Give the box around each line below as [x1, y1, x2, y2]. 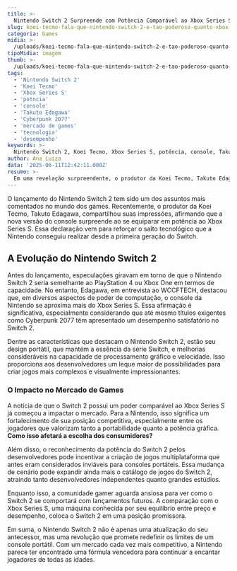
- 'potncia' [13, 96, 49, 103]
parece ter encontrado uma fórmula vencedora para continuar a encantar [7, 548, 221, 556]
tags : [7, 69, 23, 76]
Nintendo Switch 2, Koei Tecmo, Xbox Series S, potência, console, [13, 149, 217, 156]
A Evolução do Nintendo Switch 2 [7, 252, 157, 264]
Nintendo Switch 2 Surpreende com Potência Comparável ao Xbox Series [13, 17, 226, 24]
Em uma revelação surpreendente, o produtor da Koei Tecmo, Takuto [13, 175, 217, 182]
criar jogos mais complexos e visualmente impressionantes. [7, 367, 181, 376]
